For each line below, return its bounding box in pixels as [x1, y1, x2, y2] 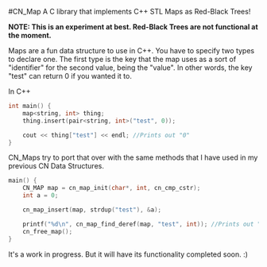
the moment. [8, 31, 52, 40]
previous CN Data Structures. [8, 161, 105, 171]
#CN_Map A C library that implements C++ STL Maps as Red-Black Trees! [8, 7, 251, 16]
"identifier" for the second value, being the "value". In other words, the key [8, 63, 253, 72]
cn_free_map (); [22, 227, 73, 235]
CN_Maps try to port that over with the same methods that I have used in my [8, 153, 258, 162]
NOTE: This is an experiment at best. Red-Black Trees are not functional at [8, 22, 258, 31]
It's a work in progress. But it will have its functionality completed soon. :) [8, 250, 249, 259]
